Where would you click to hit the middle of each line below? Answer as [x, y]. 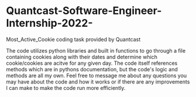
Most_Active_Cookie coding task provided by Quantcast [73, 39]
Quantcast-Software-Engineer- [84, 11]
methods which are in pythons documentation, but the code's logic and [92, 69]
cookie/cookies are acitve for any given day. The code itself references [92, 63]
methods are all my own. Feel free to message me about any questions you [97, 75]
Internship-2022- [49, 23]
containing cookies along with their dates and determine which [82, 57]
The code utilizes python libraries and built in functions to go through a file [96, 50]
